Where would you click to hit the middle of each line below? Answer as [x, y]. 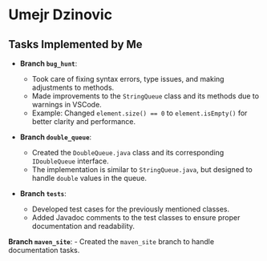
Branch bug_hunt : [49, 63]
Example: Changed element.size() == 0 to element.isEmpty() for [140, 113]
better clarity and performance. [84, 121]
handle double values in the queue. [89, 178]
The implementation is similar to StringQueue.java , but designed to [142, 169]
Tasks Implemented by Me [75, 44]
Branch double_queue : [56, 137]
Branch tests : [43, 193]
